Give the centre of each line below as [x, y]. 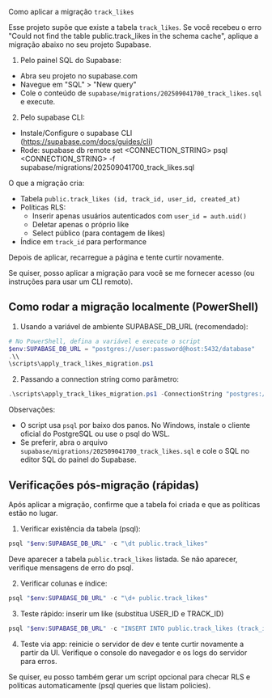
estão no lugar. [33, 513]
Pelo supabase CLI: [52, 117]
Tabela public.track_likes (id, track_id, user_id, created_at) [130, 199]
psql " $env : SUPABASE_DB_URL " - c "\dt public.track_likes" [108, 544]
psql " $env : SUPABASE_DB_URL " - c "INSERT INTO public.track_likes [121, 628]
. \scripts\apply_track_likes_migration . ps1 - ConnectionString [115, 394]
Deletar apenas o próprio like [81, 224]
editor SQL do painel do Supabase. [79, 459]
